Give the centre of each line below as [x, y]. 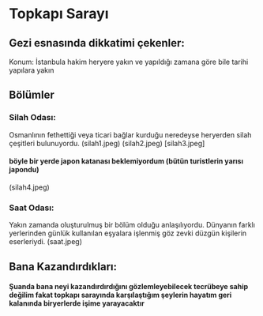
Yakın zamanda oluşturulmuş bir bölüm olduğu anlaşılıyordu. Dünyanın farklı [132, 225]
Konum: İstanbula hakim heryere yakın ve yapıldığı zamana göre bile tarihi [129, 62]
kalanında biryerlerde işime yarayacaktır [77, 303]
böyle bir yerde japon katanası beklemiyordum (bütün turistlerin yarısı [126, 161]
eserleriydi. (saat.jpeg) [45, 242]
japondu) [24, 170]
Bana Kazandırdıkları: [63, 267]
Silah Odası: [32, 118]
